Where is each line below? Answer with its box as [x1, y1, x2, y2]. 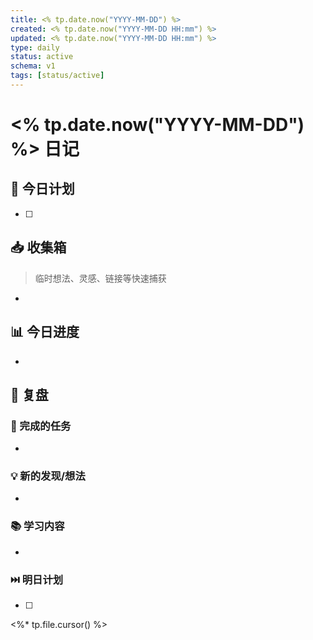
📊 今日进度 [10, 324, 80, 341]
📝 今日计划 [10, 181, 75, 198]
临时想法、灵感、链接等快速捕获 [34, 272, 167, 284]
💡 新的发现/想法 [10, 469, 86, 483]
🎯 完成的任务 [10, 419, 72, 433]
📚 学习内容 [10, 519, 65, 533]
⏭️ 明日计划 [10, 572, 64, 586]
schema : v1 [10, 61, 56, 71]
